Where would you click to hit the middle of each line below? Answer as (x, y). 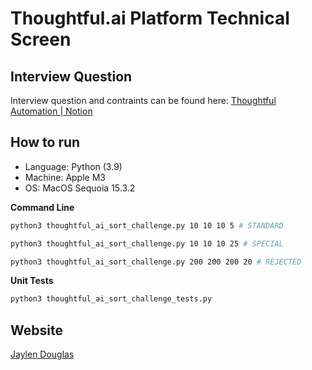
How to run (45, 142)
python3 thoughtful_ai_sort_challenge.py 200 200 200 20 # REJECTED (156, 262)
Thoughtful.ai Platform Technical (150, 18)
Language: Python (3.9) (73, 166)
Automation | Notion (51, 111)
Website (36, 330)
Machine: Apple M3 (65, 177)
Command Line (42, 207)
